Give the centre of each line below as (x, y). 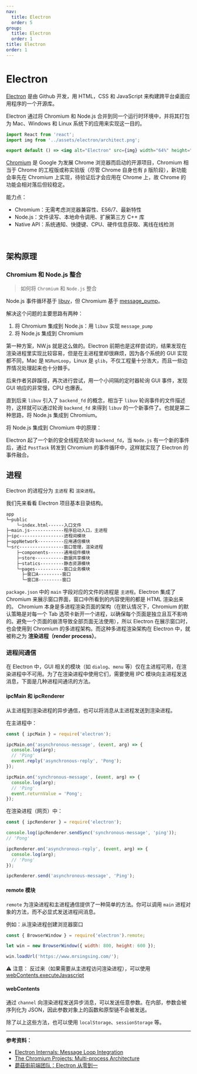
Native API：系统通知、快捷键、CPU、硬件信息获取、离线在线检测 (94, 224)
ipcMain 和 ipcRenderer (35, 696)
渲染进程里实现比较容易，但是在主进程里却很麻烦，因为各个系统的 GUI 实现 (97, 353)
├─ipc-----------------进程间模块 (46, 536)
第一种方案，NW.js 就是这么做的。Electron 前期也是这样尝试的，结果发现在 (96, 346)
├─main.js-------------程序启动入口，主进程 (57, 531)
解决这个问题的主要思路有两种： (45, 313)
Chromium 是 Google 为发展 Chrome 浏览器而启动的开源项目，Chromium (94, 163)
